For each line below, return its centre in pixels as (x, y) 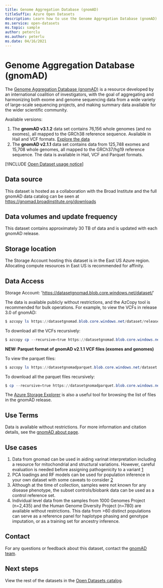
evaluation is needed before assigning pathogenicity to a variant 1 (78, 470)
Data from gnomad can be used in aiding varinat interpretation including (84, 459)
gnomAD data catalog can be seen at (42, 196)
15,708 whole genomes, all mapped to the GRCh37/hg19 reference (78, 149)
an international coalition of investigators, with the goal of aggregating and (80, 94)
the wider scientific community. (36, 110)
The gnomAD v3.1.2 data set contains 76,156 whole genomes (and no (81, 129)
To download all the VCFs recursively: (43, 331)
